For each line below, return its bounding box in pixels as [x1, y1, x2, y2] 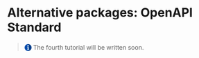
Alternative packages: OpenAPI [7, 5, 193, 21]
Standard [7, 19, 62, 35]
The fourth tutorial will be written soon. [33, 43, 144, 51]
